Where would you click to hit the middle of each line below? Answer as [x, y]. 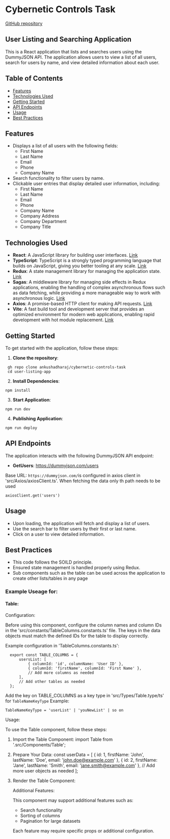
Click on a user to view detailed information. [59, 534]
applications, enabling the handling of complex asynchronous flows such [89, 288]
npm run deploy [21, 428]
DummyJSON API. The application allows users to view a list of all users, [81, 57]
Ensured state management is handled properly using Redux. [76, 568]
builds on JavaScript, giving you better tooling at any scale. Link [79, 266]
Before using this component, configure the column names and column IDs [83, 625]
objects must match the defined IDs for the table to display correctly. [77, 636]
